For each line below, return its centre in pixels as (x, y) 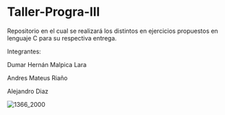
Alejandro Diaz (28, 91)
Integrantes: (24, 51)
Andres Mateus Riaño (37, 78)
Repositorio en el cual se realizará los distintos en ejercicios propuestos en (113, 31)
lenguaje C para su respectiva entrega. (62, 38)
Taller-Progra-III (54, 12)
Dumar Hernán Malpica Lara (47, 64)
